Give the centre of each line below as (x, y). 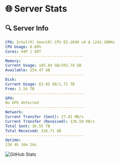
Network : (14, 112)
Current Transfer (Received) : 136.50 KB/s (50, 121)
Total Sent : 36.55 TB (28, 126)
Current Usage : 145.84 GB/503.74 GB (43, 66)
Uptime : (13, 140)
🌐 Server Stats (36, 9)
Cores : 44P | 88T (23, 51)
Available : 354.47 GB (28, 70)
